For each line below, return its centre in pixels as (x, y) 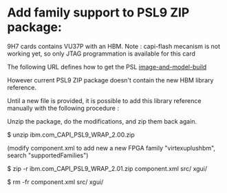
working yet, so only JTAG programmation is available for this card (101, 54)
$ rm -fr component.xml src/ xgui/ (55, 182)
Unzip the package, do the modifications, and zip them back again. (102, 121)
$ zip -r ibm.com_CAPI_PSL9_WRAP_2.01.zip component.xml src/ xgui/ (107, 168)
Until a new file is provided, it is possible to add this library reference (104, 100)
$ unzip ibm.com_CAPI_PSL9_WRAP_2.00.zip (71, 135)
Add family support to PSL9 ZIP (98, 13)
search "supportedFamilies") (48, 155)
